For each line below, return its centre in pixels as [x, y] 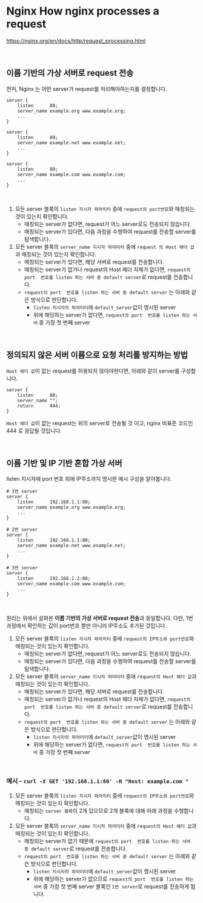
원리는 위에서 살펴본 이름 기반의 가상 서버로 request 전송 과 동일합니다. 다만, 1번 [100, 618]
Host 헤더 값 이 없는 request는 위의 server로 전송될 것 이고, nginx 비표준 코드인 [100, 423]
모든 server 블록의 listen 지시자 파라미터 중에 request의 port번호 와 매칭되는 [105, 209]
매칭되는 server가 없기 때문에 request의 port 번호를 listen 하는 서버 [107, 841]
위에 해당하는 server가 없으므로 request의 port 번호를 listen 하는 [113, 879]
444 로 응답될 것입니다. [34, 431]
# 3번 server [22, 568]
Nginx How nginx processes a [83, 11]
